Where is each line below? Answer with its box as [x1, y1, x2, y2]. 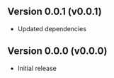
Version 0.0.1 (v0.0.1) [7, 6, 102, 18]
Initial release [17, 64, 57, 72]
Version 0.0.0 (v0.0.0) [7, 45, 108, 57]
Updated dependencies [17, 24, 87, 33]
